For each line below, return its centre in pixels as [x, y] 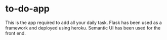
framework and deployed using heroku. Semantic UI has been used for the [83, 27]
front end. [16, 33]
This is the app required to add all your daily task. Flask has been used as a [83, 22]
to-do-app [27, 9]
